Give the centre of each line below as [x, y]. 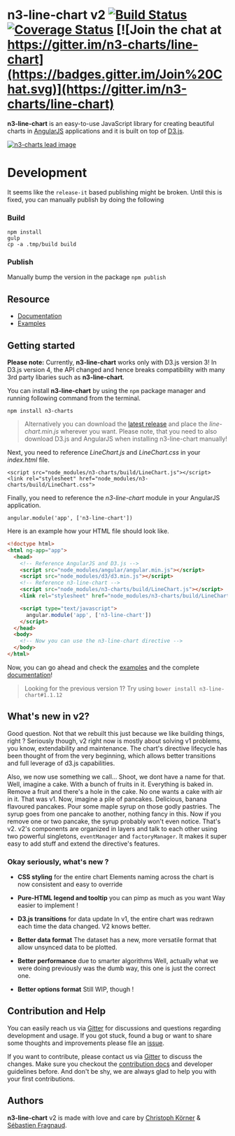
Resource [29, 299]
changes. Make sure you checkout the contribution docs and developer [110, 1064]
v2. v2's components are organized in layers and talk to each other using [112, 828]
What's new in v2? [48, 717]
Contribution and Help [57, 1011]
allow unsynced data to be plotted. [67, 947]
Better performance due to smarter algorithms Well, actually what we [118, 961]
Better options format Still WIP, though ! [76, 989]
